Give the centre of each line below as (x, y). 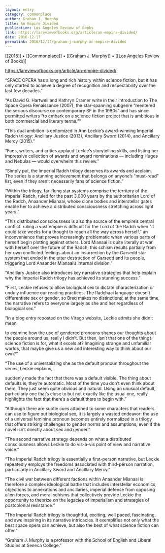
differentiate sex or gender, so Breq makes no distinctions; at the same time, (82, 298)
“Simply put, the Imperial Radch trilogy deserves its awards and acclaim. (79, 171)
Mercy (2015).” (20, 141)
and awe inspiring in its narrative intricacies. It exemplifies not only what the (82, 520)
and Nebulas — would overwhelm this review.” (52, 161)
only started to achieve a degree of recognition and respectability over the (81, 85)
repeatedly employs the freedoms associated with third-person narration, (80, 464)
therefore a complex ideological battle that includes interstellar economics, (81, 484)
